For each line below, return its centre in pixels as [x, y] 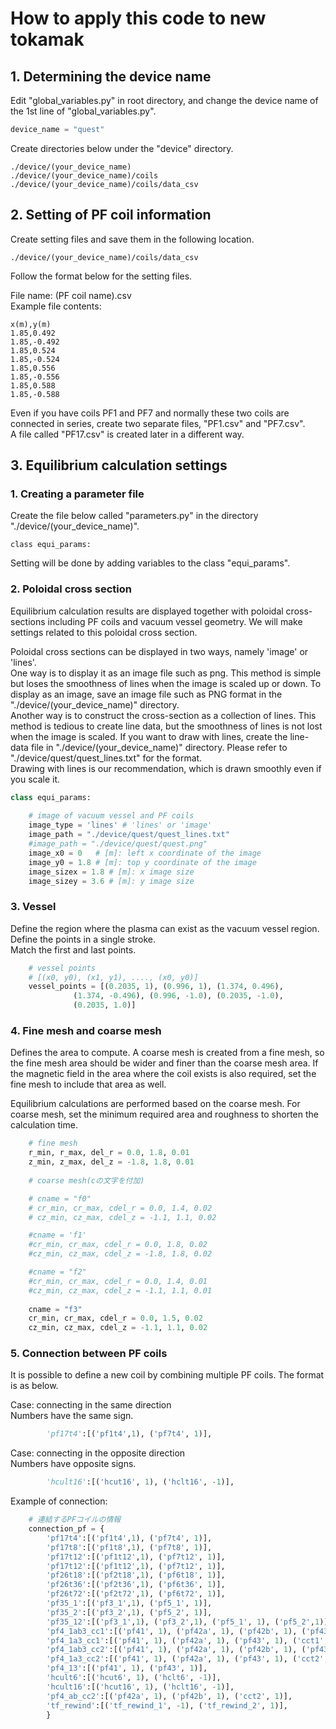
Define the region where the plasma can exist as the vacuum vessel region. [165, 928]
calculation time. [44, 1125]
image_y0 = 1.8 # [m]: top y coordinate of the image [142, 862]
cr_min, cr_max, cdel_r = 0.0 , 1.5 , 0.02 [115, 1318]
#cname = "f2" [57, 1272]
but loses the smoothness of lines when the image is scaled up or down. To [166, 683]
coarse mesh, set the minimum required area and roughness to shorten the [164, 1114]
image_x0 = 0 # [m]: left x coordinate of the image [145, 853]
